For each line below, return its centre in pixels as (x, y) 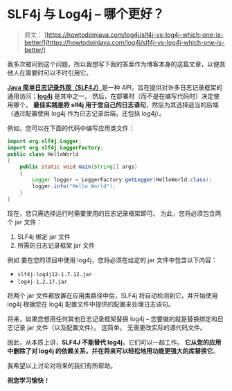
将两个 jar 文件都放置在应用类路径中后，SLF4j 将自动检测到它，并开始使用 (113, 295)
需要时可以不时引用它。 (59, 73)
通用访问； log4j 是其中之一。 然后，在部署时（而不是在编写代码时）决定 (110, 96)
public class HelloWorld (43, 154)
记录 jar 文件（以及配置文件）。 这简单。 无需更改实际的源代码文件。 (109, 327)
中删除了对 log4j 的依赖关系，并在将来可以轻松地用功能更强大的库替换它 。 (113, 351)
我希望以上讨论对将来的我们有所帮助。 (62, 365)
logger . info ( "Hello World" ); (74, 187)
